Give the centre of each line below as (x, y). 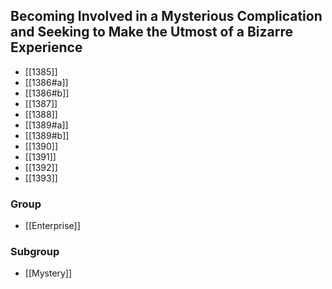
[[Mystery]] (48, 273)
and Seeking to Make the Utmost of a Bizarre (151, 32)
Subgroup (35, 252)
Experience (46, 47)
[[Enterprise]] (52, 226)
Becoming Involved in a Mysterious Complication (166, 16)
